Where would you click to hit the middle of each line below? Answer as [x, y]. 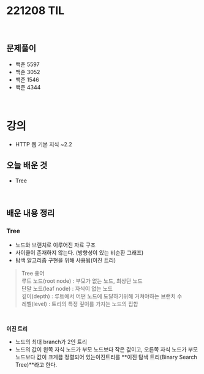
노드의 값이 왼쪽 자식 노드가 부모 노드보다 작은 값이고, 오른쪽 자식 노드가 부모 [107, 350]
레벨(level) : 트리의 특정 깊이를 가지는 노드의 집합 [80, 304]
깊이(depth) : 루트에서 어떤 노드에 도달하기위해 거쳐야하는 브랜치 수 [102, 296]
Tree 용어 [33, 274]
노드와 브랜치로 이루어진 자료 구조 [55, 245]
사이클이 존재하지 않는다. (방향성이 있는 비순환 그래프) [79, 253]
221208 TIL [36, 11]
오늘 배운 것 [27, 166]
